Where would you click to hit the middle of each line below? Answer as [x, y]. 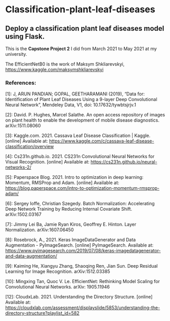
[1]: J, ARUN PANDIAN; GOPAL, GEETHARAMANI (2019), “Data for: [75, 94]
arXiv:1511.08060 [23, 126]
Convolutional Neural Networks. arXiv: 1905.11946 [57, 287]
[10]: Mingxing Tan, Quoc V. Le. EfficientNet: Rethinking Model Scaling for [82, 282]
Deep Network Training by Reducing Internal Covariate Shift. [69, 209]
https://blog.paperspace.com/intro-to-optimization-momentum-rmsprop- [82, 188]
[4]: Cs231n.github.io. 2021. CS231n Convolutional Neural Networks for [80, 156]
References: [21, 83]
